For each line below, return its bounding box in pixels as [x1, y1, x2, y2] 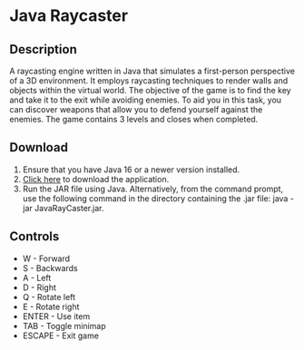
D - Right [22, 282, 57, 293]
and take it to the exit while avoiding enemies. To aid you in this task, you [9, 94, 282, 105]
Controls [9, 228, 60, 245]
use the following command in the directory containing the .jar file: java [22, 192, 289, 204]
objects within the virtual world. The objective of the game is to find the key [9, 85, 292, 95]
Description [9, 42, 77, 57]
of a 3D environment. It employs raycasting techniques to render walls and [9, 75, 289, 86]
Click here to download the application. [22, 173, 170, 184]
